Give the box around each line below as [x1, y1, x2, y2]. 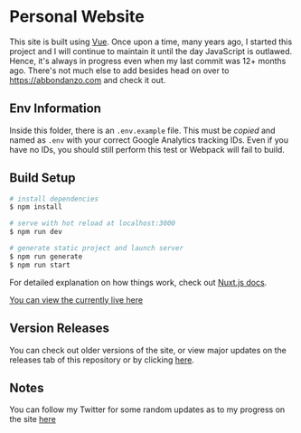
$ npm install [9, 202, 63, 212]
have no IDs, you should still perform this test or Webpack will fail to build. [9, 144, 285, 155]
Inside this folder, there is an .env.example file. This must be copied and [9, 125, 276, 136]
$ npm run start [9, 260, 71, 269]
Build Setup [9, 170, 76, 186]
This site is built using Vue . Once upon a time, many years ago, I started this [9, 36, 293, 47]
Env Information [9, 101, 102, 117]
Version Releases [9, 321, 110, 336]
